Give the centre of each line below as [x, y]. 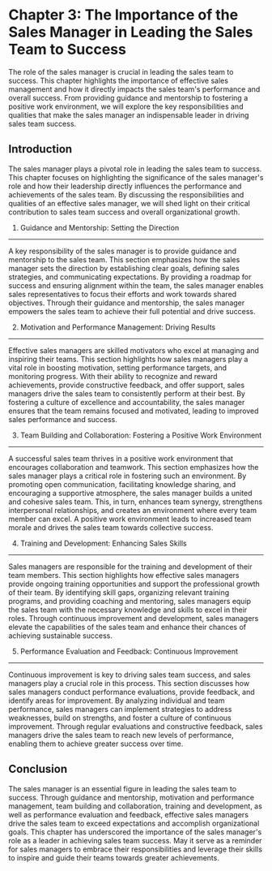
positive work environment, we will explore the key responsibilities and [126, 106]
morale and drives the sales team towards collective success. [111, 527]
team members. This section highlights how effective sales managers [124, 575]
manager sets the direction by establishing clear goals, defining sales [124, 268]
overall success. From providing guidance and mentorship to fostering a [128, 97]
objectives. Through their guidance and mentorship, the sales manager [127, 303]
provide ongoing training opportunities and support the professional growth [134, 584]
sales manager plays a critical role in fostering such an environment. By [127, 476]
